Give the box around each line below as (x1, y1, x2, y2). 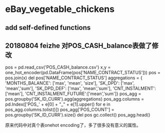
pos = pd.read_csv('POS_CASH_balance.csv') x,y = (5, 64, 111, 70)
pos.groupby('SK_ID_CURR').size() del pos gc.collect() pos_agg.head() (5, 112, 150, 118)
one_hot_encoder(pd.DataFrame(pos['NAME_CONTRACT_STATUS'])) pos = (5, 70, 161, 76)
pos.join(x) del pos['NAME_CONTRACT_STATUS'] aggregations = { (5, 75, 142, 81)
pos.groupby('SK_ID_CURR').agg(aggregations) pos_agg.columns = (5, 96, 144, 102)
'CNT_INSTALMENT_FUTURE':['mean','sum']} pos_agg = (24, 91, 141, 97)
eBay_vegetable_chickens (5, 3, 115, 15)
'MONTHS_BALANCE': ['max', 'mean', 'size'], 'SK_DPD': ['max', (5, 80, 135, 86)
